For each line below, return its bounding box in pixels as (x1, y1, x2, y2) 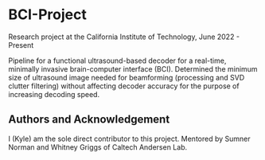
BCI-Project (8, 6, 88, 24)
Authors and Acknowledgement (8, 113, 170, 127)
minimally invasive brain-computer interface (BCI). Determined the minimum (8, 64, 258, 73)
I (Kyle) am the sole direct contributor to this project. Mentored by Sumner (8, 134, 251, 143)
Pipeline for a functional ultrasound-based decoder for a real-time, (8, 56, 227, 65)
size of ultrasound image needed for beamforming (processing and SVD (8, 72, 245, 82)
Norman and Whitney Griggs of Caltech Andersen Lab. (8, 142, 188, 152)
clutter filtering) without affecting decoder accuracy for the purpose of (8, 81, 240, 91)
